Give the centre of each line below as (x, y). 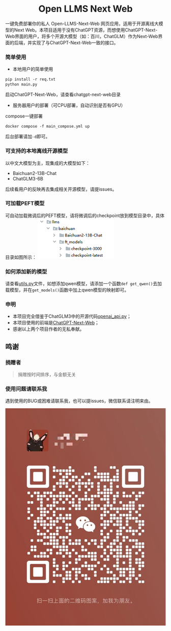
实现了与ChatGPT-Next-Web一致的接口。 (75, 42)
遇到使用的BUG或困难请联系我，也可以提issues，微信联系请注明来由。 (79, 401)
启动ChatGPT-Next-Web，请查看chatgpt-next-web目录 (63, 95)
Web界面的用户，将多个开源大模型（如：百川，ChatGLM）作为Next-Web (82, 36)
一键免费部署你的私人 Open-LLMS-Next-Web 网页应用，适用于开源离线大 (82, 23)
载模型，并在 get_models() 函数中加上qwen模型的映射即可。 (67, 290)
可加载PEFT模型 (25, 203)
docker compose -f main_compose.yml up (48, 127)
